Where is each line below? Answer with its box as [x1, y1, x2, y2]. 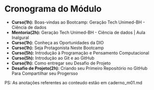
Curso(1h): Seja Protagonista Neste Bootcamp [11, 45, 104, 51]
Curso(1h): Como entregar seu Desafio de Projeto [11, 60, 111, 66]
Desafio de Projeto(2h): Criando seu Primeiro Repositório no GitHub [11, 65, 148, 71]
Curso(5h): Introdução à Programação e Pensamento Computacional [11, 50, 149, 56]
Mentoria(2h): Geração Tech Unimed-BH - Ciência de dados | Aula [11, 29, 146, 35]
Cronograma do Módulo [4, 3, 102, 14]
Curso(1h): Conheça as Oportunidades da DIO [11, 39, 104, 45]
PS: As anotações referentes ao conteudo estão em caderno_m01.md [4, 79, 143, 85]
